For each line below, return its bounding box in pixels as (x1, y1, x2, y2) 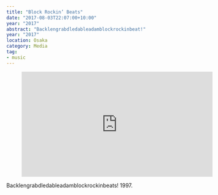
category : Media (6, 43, 48, 50)
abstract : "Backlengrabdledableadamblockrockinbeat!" (6, 26, 147, 32)
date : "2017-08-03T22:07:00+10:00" (6, 15, 97, 21)
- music (6, 54, 26, 61)
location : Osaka (6, 37, 48, 43)
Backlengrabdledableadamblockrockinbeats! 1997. (6, 182, 133, 189)
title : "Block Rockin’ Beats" (6, 9, 84, 15)
